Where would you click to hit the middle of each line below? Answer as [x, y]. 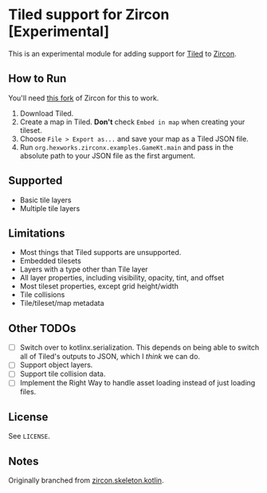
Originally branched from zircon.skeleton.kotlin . [86, 480]
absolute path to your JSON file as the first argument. [108, 155]
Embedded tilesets [50, 261]
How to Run [37, 78]
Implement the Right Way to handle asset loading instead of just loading [137, 383]
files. [28, 392]
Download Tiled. [47, 113]
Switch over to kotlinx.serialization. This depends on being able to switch [139, 347]
